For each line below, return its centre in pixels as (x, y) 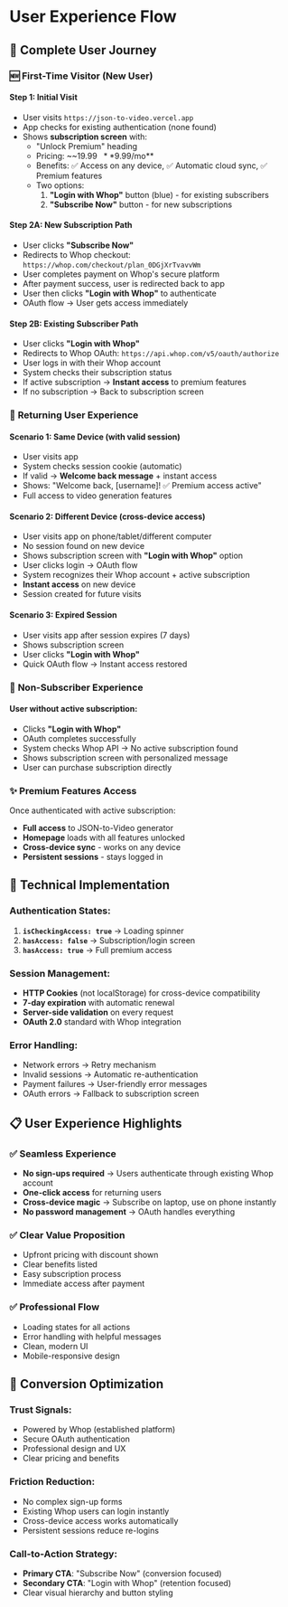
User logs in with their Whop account (91, 363)
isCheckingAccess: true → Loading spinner (103, 931)
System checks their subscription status (97, 373)
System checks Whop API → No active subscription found (130, 748)
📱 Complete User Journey (83, 50)
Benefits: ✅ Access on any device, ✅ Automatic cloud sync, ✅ (152, 165)
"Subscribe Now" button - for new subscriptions (141, 204)
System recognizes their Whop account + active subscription (136, 575)
